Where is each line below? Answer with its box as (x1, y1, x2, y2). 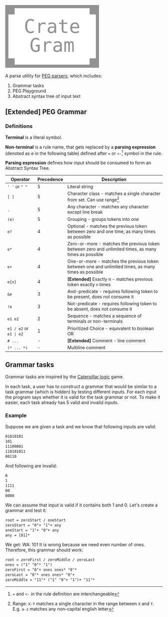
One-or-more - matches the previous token (67, 259, 159, 265)
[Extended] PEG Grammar (5, 108, 87, 116)
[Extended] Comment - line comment (67, 337, 146, 343)
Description (101, 176, 126, 182)
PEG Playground (12, 88, 46, 94)
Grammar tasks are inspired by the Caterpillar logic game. (5, 374, 124, 380)
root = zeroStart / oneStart (5, 518, 66, 523)
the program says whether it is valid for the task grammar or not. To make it (5, 394, 160, 400)
